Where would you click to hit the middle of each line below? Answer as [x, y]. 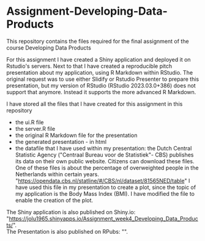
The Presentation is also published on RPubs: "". [67, 231]
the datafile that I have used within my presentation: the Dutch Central [103, 148]
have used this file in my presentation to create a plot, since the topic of [106, 187]
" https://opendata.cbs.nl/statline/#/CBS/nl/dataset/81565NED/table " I [102, 180]
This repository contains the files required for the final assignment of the [98, 41]
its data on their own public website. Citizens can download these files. [105, 161]
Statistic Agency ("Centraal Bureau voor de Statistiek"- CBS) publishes [104, 155]
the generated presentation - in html [61, 141]
